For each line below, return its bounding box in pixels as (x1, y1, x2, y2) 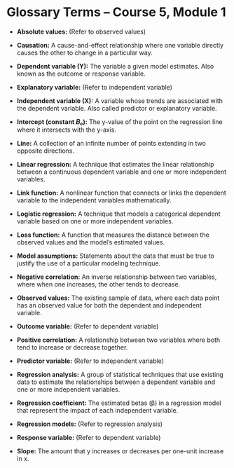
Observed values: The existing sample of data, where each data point (16, 294, 220, 302)
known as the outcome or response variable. (16, 69, 146, 78)
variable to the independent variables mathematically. (16, 195, 172, 204)
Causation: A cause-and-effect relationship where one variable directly (16, 41, 223, 49)
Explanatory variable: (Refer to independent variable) (16, 83, 173, 91)
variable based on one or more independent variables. (16, 216, 174, 225)
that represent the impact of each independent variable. (16, 406, 179, 414)
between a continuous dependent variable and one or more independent (16, 167, 227, 176)
